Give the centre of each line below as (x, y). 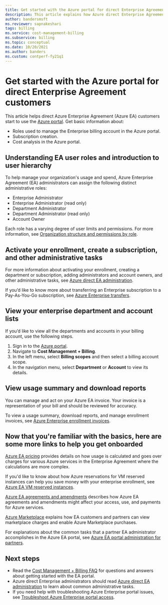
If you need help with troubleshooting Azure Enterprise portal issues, (83, 592)
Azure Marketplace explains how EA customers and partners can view (77, 517)
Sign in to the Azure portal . (40, 346)
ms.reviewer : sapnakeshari (33, 24)
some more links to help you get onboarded (74, 444)
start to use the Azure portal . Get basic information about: (64, 122)
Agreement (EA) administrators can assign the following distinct (71, 183)
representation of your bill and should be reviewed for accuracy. (71, 405)
